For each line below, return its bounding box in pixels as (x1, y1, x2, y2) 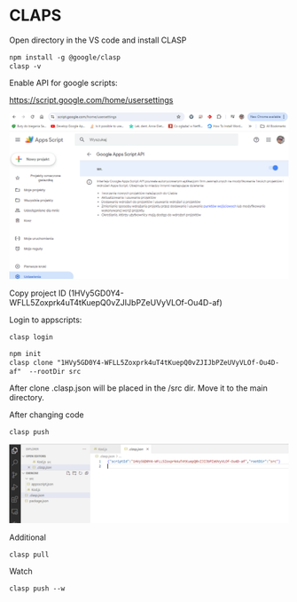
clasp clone (9, 358, 53, 367)
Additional (9, 532, 47, 543)
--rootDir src (28, 367, 82, 376)
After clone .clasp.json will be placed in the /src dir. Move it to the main (9, 383, 268, 393)
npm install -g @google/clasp (9, 52, 121, 62)
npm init (9, 349, 42, 358)
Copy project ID (9, 288, 66, 298)
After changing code (9, 409, 84, 420)
